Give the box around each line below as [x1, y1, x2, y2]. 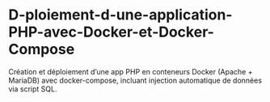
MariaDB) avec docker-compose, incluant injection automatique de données [8, 75, 263, 85]
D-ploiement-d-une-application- [8, 6, 233, 24]
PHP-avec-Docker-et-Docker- [8, 23, 214, 41]
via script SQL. [8, 83, 57, 94]
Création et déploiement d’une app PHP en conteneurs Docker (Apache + [8, 66, 253, 76]
